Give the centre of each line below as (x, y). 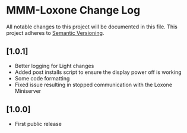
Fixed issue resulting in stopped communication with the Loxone (93, 85)
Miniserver (28, 91)
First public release (38, 124)
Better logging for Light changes (54, 66)
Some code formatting (42, 78)
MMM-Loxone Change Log (73, 10)
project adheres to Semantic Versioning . (55, 33)
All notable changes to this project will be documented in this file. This (92, 27)
